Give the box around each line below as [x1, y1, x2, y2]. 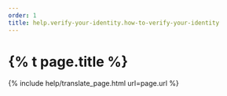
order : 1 [8, 11, 37, 20]
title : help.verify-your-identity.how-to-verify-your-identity [8, 19, 220, 27]
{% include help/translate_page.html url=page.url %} [8, 79, 179, 88]
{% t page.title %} [8, 53, 128, 71]
